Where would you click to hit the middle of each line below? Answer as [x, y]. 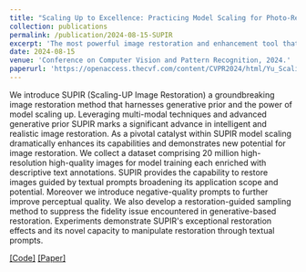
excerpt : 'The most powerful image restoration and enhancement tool [144, 43]
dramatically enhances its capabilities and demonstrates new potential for [148, 143]
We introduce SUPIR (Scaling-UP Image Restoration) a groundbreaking [142, 94]
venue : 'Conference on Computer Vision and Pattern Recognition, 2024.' [150, 60]
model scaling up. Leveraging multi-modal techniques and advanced [138, 114]
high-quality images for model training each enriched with [158, 162]
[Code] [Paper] [38, 257]
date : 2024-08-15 [42, 52]
